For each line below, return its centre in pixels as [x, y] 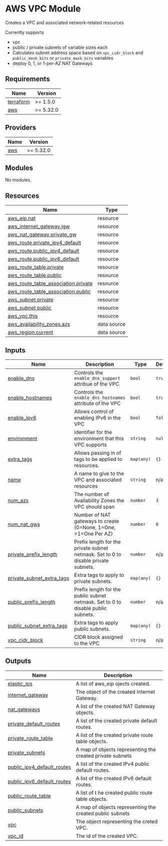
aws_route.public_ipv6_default [43, 259]
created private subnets [104, 756]
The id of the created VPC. [107, 836]
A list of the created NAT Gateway [115, 706]
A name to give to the [99, 473]
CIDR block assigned [99, 637]
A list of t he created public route [114, 792]
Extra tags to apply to [99, 575]
